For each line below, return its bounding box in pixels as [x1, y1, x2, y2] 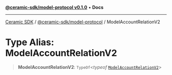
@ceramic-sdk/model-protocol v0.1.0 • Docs [5, 5, 104, 10]
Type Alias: [5, 36, 55, 48]
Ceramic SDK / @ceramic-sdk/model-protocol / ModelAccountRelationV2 [5, 19, 160, 25]
